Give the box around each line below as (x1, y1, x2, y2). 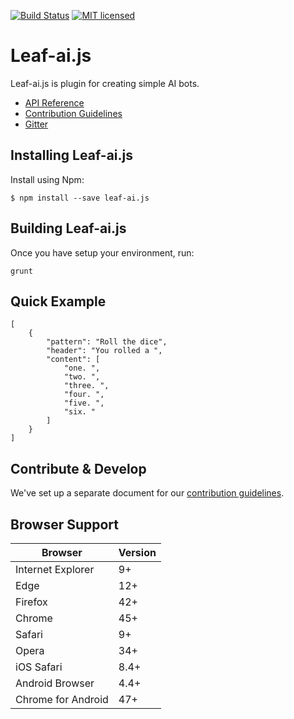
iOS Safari (15, 660, 63, 674)
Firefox (15, 595, 48, 609)
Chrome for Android (15, 693, 109, 706)
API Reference (24, 96, 85, 109)
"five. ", (63, 398, 105, 409)
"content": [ (46, 355, 101, 365)
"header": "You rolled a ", (46, 346, 163, 356)
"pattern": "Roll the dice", (46, 337, 168, 347)
